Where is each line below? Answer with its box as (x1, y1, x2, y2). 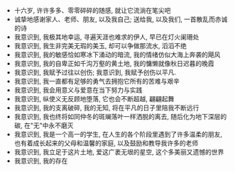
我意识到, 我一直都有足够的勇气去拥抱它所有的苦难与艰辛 (13, 77, 180, 85)
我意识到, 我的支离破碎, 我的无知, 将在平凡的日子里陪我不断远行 (13, 103, 200, 112)
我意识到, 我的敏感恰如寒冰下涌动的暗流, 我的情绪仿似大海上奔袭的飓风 (13, 50, 221, 59)
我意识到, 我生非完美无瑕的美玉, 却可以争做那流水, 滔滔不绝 (13, 42, 187, 50)
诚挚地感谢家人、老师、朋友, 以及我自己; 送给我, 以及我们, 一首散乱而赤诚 (13, 15, 228, 23)
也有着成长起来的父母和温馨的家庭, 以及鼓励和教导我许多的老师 (13, 139, 199, 147)
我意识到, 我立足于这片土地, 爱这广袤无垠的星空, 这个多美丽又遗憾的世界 (13, 148, 224, 156)
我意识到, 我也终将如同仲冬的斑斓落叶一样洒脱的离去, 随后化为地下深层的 (13, 113, 227, 120)
